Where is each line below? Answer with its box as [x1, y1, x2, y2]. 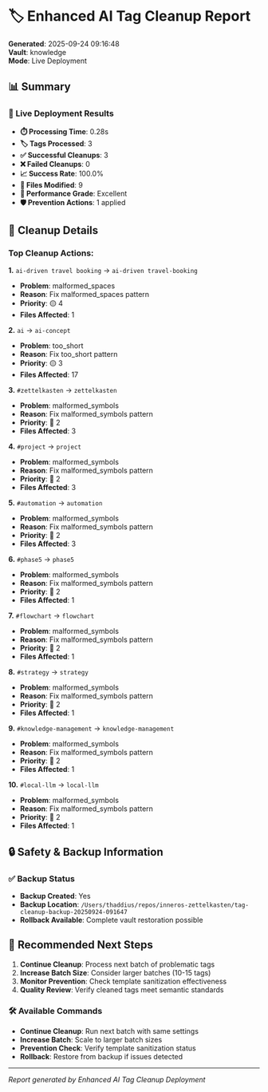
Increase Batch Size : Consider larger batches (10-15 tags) [19, 967, 211, 977]
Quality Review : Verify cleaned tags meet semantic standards [19, 984, 224, 995]
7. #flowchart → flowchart [8, 611, 95, 620]
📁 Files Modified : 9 [19, 180, 84, 189]
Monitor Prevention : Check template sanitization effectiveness [19, 976, 227, 986]
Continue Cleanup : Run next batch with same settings [19, 1027, 199, 1036]
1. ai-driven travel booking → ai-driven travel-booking [8, 266, 198, 275]
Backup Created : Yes [19, 892, 91, 900]
